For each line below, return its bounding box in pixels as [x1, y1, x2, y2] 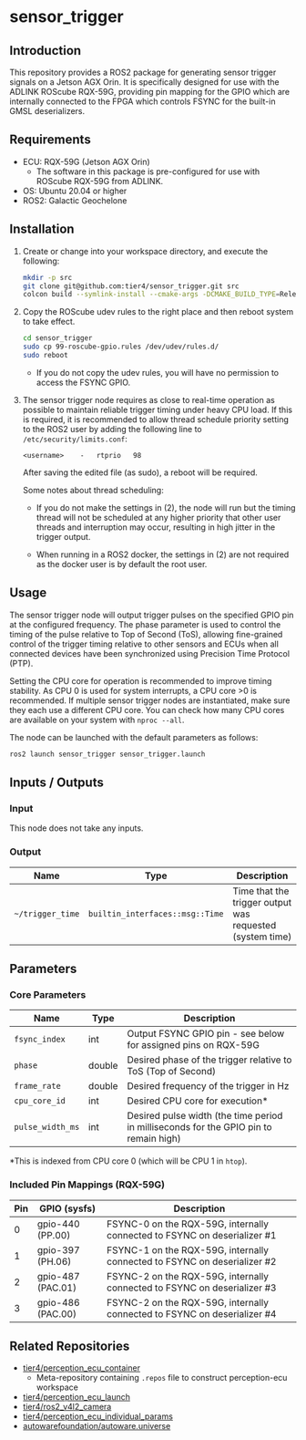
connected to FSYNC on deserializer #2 [106, 1255, 277, 1268]
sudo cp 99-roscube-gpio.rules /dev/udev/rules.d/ [22, 342, 219, 352]
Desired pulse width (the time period [127, 1110, 283, 1123]
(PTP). [9, 658, 34, 668]
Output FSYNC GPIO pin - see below [127, 1028, 285, 1041]
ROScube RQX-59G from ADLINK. [36, 175, 164, 186]
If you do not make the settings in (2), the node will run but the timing [36, 502, 296, 513]
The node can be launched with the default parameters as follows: [9, 731, 259, 742]
